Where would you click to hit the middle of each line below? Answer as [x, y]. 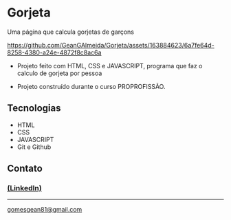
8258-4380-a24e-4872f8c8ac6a [54, 52]
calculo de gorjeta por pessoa [59, 73]
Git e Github [34, 147]
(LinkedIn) [25, 188]
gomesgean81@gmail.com [45, 210]
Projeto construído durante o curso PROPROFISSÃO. [91, 86]
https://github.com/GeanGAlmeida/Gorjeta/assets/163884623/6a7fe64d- [111, 45]
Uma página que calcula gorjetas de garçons [70, 32]
